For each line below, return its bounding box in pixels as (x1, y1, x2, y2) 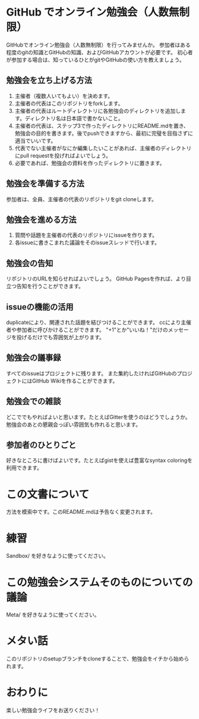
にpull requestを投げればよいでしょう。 (14, 152, 112, 159)
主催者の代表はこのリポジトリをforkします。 (14, 100, 124, 107)
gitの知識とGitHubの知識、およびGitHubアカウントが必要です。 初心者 (21, 48, 193, 55)
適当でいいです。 (14, 137, 56, 144)
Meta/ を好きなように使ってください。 (6, 611, 100, 618)
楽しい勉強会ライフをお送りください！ (6, 706, 100, 714)
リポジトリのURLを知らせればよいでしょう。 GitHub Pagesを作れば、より (6, 275, 187, 282)
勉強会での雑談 (6, 396, 61, 406)
